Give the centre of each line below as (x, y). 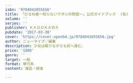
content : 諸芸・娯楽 (24, 69)
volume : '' (16, 19)
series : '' (16, 23)
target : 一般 (18, 60)
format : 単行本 (19, 64)
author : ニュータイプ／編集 (31, 41)
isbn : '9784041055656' (28, 10)
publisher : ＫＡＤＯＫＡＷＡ (32, 28)
